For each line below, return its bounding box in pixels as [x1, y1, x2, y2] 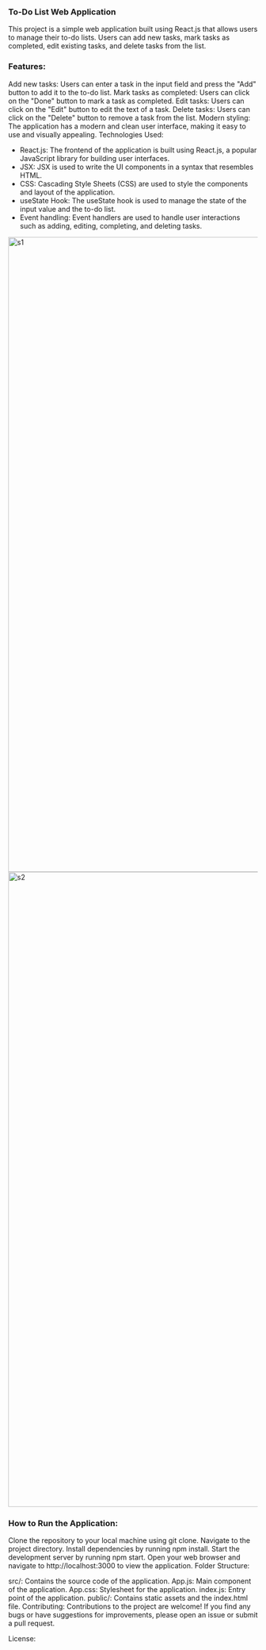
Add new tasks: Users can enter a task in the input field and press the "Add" [8, 79, 256, 89]
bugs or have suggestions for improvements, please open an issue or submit [8, 1610, 259, 1619]
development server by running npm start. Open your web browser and [8, 1552, 241, 1562]
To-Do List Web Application [8, 6, 116, 17]
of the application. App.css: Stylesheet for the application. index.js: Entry [8, 1584, 246, 1594]
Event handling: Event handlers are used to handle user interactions [19, 213, 241, 222]
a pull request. [8, 1618, 55, 1628]
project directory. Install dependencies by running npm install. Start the [8, 1544, 240, 1553]
